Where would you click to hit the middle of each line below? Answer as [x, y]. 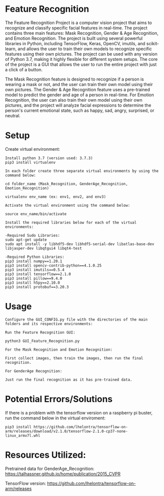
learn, [11, 49]
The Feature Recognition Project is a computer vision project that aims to [79, 23]
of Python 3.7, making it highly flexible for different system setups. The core [82, 59]
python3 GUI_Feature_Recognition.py [42, 341]
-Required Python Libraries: [35, 257]
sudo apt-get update [26, 240]
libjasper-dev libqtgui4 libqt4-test [44, 248]
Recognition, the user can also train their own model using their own [74, 100]
